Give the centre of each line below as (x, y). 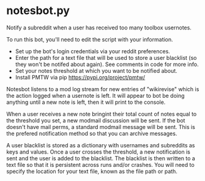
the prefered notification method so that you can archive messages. (92, 133)
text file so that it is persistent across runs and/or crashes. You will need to (100, 164)
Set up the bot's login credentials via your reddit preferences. (92, 51)
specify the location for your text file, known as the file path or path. (92, 171)
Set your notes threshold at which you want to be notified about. (96, 70)
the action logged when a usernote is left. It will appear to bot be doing (95, 95)
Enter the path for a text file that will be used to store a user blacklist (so (106, 57)
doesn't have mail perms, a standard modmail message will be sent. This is (101, 127)
